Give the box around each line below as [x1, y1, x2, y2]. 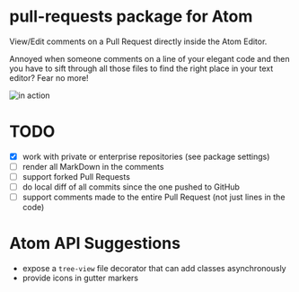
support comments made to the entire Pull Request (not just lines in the [22, 191, 286, 203]
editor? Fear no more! [9, 72, 89, 83]
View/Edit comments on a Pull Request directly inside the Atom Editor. [9, 36, 268, 47]
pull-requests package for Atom [9, 6, 253, 27]
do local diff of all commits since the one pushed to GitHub [22, 181, 241, 192]
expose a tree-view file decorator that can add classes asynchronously [22, 263, 286, 274]
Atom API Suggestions [9, 234, 181, 253]
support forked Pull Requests [22, 172, 130, 181]
